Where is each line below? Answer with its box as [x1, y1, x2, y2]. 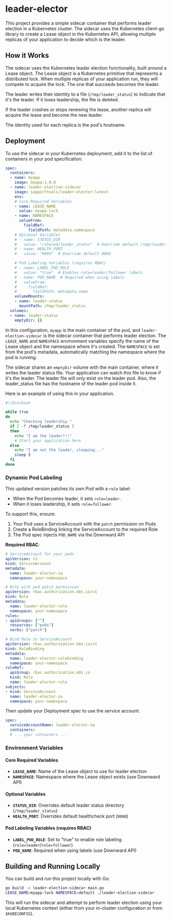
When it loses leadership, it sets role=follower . [12, 501, 113, 507]
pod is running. [5, 354, 37, 360]
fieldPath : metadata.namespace [28, 227, 95, 233]
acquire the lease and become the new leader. [5, 112, 103, 118]
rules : [5, 613, 19, 618]
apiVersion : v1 [5, 556, 38, 561]
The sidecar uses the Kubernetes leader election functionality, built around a [5, 65, 167, 71]
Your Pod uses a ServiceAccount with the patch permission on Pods [12, 521, 156, 527]
